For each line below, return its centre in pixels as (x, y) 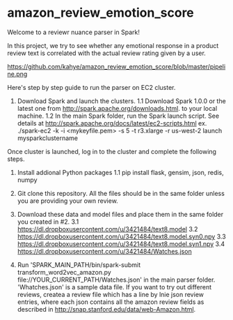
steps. (16, 159)
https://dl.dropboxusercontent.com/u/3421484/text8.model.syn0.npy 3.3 (121, 236)
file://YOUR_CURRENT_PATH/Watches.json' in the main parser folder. (116, 280)
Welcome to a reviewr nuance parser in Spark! (74, 32)
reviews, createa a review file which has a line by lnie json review (110, 294)
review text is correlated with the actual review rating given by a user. (107, 53)
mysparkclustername (48, 138)
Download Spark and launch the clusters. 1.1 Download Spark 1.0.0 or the (121, 101)
